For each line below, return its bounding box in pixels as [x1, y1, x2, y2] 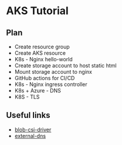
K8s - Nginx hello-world [14, 56, 73, 62]
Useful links [6, 110, 51, 120]
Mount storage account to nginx [14, 68, 93, 75]
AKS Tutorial [6, 4, 69, 18]
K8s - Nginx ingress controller [14, 81, 87, 88]
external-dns [14, 132, 46, 139]
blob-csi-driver [14, 126, 52, 133]
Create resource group [14, 43, 70, 50]
